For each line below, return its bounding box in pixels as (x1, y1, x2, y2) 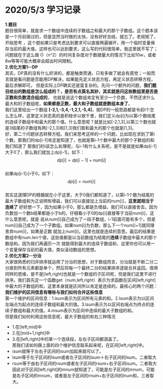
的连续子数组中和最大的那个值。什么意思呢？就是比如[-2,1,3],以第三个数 (5, 119, 148, 125)
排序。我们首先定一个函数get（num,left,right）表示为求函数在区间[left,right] (5, 277, 156, 283)
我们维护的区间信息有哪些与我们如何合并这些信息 (5, 289, 103, 295)
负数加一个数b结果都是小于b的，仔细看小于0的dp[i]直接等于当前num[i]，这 (5, 210, 154, 216)
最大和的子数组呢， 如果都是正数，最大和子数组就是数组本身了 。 (5, 100, 132, 106)
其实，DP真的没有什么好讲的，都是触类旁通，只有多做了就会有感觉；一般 (5, 70, 151, 76)
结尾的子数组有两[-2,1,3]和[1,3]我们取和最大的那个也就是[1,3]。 (12, 125, 137, 130)
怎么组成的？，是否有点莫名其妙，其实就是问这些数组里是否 (34, 88, 154, 94)
